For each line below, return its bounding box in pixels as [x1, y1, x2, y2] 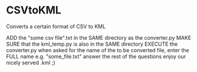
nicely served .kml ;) [6, 59, 56, 66]
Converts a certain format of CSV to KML [6, 23, 106, 30]
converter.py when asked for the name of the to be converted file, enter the [6, 46, 190, 53]
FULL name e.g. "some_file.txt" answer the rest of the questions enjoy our [6, 53, 186, 60]
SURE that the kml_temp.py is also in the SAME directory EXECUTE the [6, 40, 178, 47]
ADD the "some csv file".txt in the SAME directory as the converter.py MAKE [6, 34, 192, 41]
